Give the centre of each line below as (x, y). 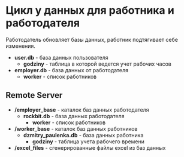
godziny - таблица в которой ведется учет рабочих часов (97, 64)
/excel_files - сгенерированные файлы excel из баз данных (90, 147)
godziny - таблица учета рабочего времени (88, 141)
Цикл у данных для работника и (90, 10)
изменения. (20, 46)
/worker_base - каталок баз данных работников (76, 128)
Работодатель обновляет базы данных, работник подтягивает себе (92, 39)
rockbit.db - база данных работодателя (74, 116)
